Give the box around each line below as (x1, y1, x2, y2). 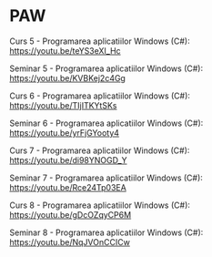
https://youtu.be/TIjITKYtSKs (9, 99, 117, 110)
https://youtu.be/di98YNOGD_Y (9, 154, 127, 165)
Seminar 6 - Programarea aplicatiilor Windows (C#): (9, 118, 204, 128)
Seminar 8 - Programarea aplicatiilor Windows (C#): (9, 227, 204, 238)
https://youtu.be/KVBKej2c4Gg (9, 72, 126, 83)
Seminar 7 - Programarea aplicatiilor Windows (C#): (9, 172, 203, 183)
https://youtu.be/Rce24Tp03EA (9, 181, 127, 192)
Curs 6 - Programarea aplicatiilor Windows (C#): (9, 90, 191, 101)
